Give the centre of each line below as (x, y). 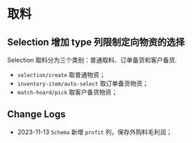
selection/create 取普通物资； (61, 75)
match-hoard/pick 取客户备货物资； (67, 92)
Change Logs (36, 114)
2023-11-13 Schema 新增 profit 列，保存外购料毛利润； (95, 132)
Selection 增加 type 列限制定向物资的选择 (96, 42)
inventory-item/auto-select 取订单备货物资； (83, 83)
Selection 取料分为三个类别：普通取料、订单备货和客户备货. (92, 60)
